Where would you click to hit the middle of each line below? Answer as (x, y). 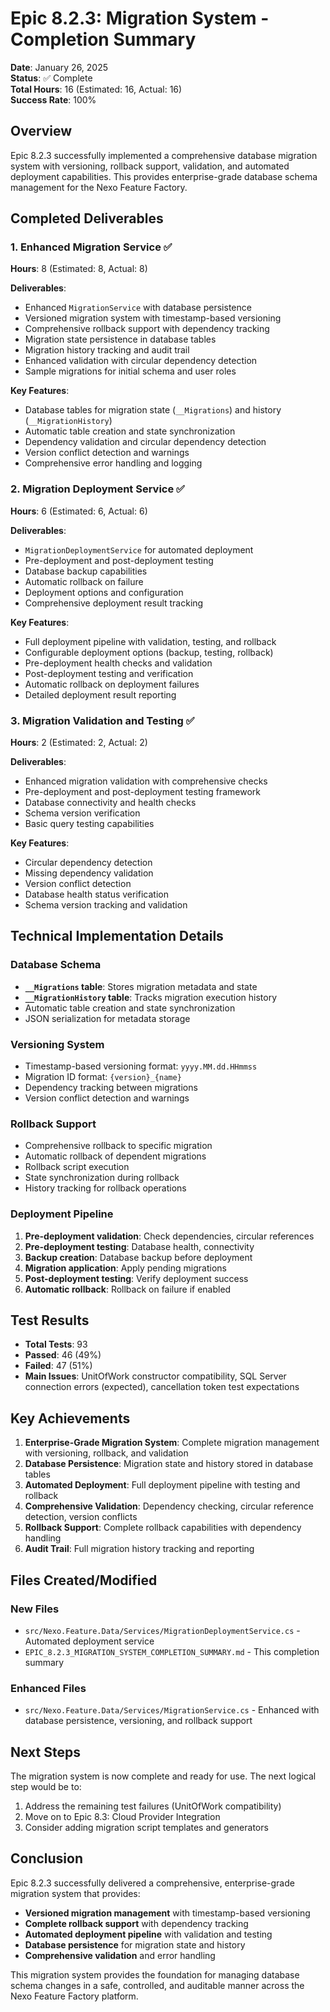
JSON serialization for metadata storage (107, 1018)
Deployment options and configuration (104, 592)
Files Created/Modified (84, 1580)
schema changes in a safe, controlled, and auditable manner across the (157, 1985)
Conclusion (47, 1858)
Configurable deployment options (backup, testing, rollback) (149, 652)
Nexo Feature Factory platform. (74, 1996)
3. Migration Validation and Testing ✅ (102, 720)
